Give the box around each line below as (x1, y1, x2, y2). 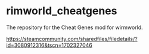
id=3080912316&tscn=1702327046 (6, 42, 92, 49)
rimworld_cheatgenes (6, 4, 117, 18)
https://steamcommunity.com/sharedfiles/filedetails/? (6, 35, 138, 42)
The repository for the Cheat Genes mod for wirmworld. (6, 24, 143, 31)
